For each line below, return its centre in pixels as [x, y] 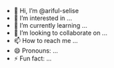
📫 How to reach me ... [46, 41]
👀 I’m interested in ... [43, 18]
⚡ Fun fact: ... [32, 58]
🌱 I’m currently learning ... [50, 25]
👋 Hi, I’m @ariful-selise [46, 11]
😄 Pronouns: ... [36, 51]
